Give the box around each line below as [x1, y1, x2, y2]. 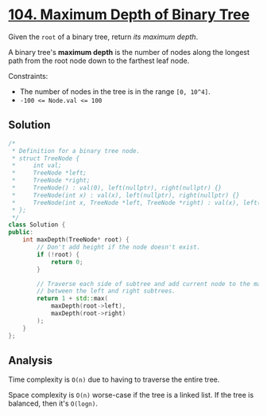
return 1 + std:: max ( [37, 295, 109, 303]
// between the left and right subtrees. [37, 287, 176, 296]
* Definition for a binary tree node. [11, 147, 141, 155]
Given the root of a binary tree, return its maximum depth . [8, 32, 199, 41]
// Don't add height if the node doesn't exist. [37, 243, 201, 251]
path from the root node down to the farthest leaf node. [8, 56, 190, 65]
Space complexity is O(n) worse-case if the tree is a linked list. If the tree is [8, 390, 254, 400]
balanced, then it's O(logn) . [8, 398, 98, 408]
